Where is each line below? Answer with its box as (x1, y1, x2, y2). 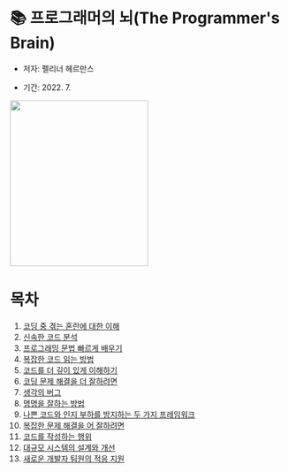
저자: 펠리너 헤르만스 (22, 63, 95, 73)
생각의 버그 (22, 386, 62, 398)
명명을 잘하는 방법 (22, 398, 85, 408)
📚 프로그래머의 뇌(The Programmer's (10, 8, 281, 28)
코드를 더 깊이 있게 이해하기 (22, 364, 118, 376)
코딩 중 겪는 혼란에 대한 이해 (22, 320, 120, 331)
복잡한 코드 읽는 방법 (22, 354, 95, 364)
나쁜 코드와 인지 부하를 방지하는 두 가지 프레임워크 (22, 408, 195, 420)
